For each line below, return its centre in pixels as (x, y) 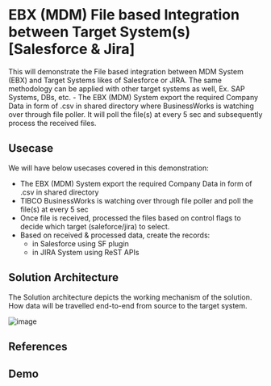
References (38, 346)
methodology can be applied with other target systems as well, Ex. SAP (127, 88)
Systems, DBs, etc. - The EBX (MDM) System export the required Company (133, 97)
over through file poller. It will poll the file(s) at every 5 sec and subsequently (135, 114)
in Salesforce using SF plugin (80, 243)
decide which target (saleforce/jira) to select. (95, 226)
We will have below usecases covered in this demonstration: (108, 168)
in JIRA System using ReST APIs (85, 252)
